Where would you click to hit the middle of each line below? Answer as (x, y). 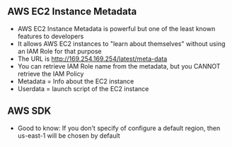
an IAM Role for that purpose (60, 51)
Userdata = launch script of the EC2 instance (83, 88)
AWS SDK (29, 111)
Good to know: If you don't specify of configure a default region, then (119, 128)
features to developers (51, 36)
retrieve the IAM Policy (51, 73)
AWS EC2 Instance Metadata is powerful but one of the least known (116, 28)
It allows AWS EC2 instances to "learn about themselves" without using (121, 43)
